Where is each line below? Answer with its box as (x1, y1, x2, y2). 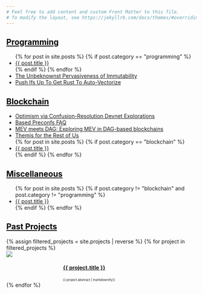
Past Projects (6, 222, 57, 232)
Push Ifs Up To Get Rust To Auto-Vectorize (14, 79, 121, 86)
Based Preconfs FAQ (14, 119, 66, 126)
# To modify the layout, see (6, 15, 80, 21)
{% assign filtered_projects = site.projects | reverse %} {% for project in (6, 238, 185, 245)
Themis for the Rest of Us (14, 132, 79, 139)
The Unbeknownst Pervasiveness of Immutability (14, 72, 138, 79)
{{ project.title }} (63, 264, 106, 272)
